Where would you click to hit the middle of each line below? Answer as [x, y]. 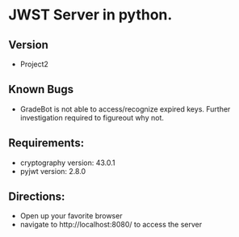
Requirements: [46, 143]
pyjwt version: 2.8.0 [53, 171]
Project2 [34, 64]
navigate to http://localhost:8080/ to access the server [111, 225]
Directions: [37, 197]
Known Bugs [41, 89]
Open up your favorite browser [71, 216]
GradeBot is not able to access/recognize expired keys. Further [125, 109]
